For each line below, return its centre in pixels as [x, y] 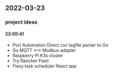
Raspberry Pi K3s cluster [38, 55]
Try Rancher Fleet [30, 61]
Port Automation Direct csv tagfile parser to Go [60, 45]
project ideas [21, 22]
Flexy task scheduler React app [44, 66]
